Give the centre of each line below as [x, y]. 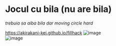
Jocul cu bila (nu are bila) [58, 9]
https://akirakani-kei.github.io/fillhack [44, 32]
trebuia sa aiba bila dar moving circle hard [49, 23]
